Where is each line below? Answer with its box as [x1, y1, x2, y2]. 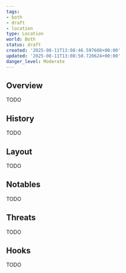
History [6, 114, 34, 124]
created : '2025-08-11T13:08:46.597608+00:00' [6, 48, 121, 54]
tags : [6, 8, 20, 15]
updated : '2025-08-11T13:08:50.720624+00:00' [6, 53, 121, 59]
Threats [6, 212, 36, 223]
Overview [6, 80, 43, 90]
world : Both [6, 36, 36, 42]
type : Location [6, 31, 44, 37]
